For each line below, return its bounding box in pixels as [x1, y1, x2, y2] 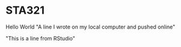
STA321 [5, 4, 45, 17]
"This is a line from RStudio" [5, 35, 76, 42]
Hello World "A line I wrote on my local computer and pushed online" [5, 23, 176, 30]
